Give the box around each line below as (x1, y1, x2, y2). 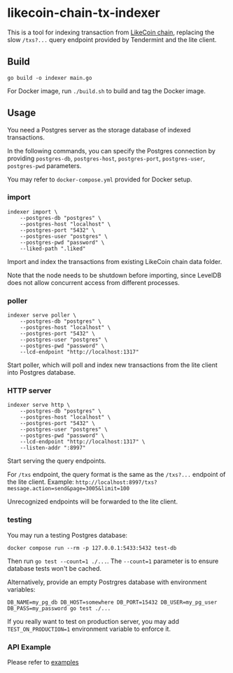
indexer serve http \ (7, 401, 71, 409)
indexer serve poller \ (7, 312, 77, 319)
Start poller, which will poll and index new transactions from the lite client (7, 361, 218, 369)
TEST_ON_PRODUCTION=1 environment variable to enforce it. (7, 625, 171, 633)
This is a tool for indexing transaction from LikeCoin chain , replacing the (7, 28, 215, 36)
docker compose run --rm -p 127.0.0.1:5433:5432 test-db (7, 544, 177, 551)
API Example (7, 642, 51, 652)
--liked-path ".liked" (20, 245, 86, 252)
